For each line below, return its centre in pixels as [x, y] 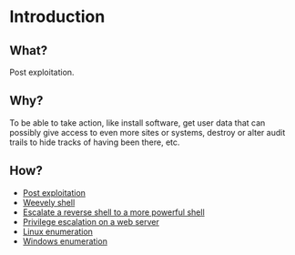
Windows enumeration [65, 241]
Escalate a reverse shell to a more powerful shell [113, 212]
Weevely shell [49, 202]
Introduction [57, 17]
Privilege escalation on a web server [91, 221]
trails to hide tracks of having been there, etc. [95, 142]
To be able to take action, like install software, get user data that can [137, 122]
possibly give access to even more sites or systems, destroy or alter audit [147, 132]
